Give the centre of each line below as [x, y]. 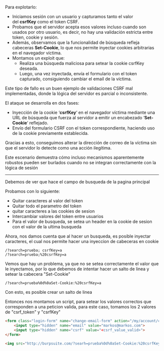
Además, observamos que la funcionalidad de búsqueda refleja [76, 43]
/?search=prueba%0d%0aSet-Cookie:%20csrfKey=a [53, 283]
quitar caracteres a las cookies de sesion [53, 211]
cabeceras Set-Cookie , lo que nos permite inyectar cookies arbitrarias [83, 48]
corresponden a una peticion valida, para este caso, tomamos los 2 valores [81, 307]
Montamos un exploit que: [38, 58]
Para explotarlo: [21, 7]
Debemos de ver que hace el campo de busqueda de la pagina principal [78, 182]
